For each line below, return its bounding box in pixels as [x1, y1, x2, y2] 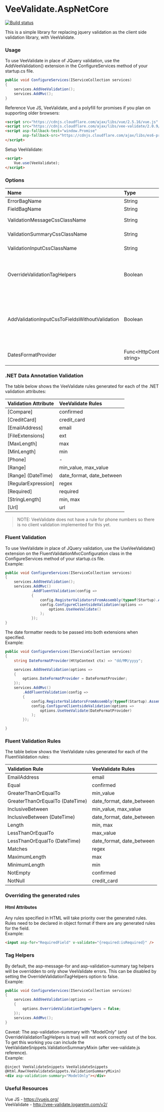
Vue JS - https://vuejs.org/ [5, 1096, 59, 1102]
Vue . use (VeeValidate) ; [14, 160, 60, 165]
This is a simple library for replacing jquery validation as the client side [5, 29, 147, 35]
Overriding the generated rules [5, 892, 80, 899]
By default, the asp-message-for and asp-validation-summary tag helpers [5, 963, 154, 969]
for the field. [5, 925, 30, 932]
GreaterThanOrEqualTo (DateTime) [7, 798, 87, 805]
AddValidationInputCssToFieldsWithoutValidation [7, 316, 120, 322]
